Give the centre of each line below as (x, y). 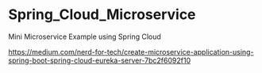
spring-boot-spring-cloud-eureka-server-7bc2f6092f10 (100, 60)
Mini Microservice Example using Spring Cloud (85, 36)
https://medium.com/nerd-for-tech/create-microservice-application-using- (131, 52)
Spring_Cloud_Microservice (102, 15)
